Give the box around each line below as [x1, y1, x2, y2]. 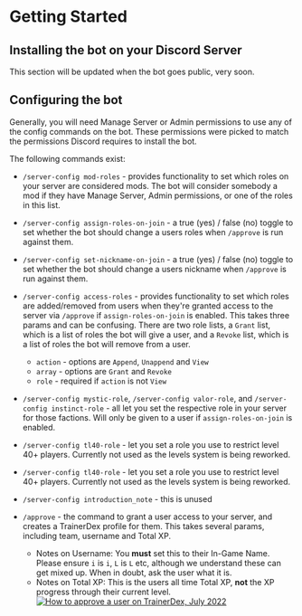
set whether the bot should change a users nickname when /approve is [22, 263, 287, 274]
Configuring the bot [9, 92, 123, 108]
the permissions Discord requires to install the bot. [9, 136, 197, 147]
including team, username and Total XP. [22, 530, 172, 541]
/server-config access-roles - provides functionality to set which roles [22, 290, 289, 301]
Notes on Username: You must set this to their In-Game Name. [35, 547, 270, 558]
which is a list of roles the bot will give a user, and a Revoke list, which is [22, 328, 289, 340]
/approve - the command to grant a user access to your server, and [22, 511, 273, 522]
